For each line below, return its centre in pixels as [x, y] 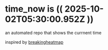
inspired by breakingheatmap [34, 42]
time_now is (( [34, 9]
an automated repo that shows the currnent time [53, 33]
